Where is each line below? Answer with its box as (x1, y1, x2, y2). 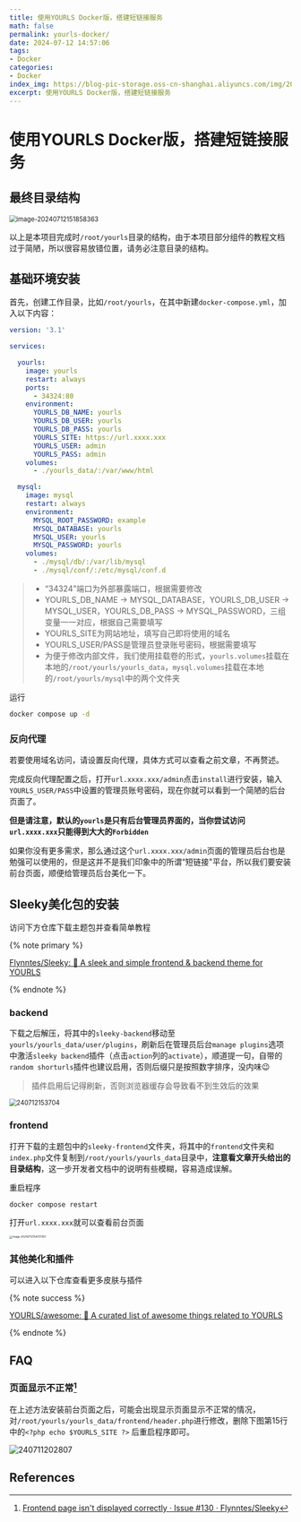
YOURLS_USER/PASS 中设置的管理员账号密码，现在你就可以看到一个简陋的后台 (9, 785, 286, 795)
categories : (9, 64, 54, 73)
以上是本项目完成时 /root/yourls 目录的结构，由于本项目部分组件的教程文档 (9, 231, 285, 242)
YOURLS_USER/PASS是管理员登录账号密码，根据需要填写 (44, 639, 257, 649)
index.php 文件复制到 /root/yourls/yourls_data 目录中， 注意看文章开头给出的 (9, 1152, 291, 1163)
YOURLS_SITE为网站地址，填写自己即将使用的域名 (44, 628, 231, 639)
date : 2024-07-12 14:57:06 (9, 38, 110, 47)
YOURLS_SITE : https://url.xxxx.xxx (32, 433, 167, 442)
